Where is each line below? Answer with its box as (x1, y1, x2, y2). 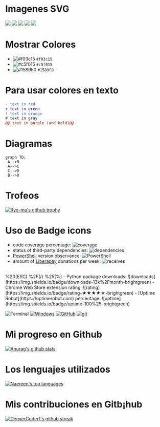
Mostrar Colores (5, 39, 76, 50)
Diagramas (5, 138, 53, 149)
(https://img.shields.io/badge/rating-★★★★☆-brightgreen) (5, 290, 134, 296)
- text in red (5, 101, 36, 107)
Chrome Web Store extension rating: (5, 284, 82, 290)
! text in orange (5, 111, 42, 116)
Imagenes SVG (5, 3, 70, 15)
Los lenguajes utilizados (5, 364, 111, 375)
